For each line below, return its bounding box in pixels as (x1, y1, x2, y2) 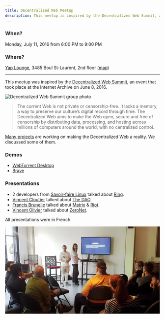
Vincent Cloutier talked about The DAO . (12, 196, 92, 202)
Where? (5, 53, 25, 60)
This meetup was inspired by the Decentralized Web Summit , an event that (5, 79, 156, 85)
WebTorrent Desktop (12, 163, 55, 169)
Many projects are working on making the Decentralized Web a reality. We (5, 134, 155, 140)
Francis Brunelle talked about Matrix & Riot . (12, 202, 100, 208)
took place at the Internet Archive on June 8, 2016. (5, 84, 108, 90)
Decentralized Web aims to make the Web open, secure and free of (17, 114, 153, 120)
